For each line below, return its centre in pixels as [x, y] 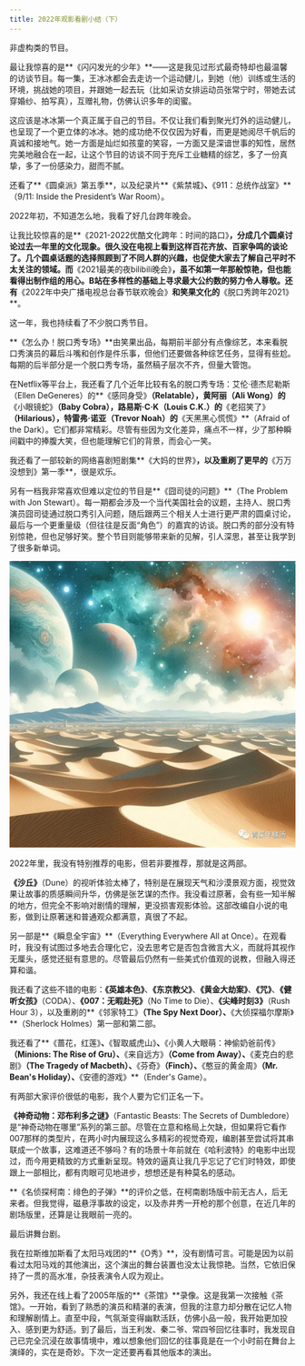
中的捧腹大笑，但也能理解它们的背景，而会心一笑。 [120, 440]
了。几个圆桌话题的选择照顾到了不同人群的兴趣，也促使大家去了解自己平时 [148, 257]
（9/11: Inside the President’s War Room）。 [89, 196]
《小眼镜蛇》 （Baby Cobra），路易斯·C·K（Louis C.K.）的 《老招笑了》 [140, 407]
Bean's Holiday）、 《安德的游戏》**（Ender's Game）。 [110, 1077]
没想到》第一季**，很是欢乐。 [65, 471]
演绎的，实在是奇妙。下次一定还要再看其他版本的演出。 [113, 1351]
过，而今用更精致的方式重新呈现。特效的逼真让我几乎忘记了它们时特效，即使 [152, 1160]
